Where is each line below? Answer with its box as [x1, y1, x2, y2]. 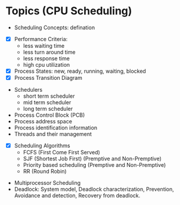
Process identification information [14, 124, 98, 132]
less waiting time [23, 42, 65, 49]
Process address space [14, 118, 73, 125]
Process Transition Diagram [14, 74, 83, 82]
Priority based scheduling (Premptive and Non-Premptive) [23, 161, 166, 169]
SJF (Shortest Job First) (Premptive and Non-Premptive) [23, 155, 162, 162]
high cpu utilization [23, 61, 70, 68]
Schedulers [14, 86, 43, 94]
